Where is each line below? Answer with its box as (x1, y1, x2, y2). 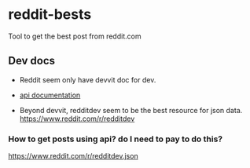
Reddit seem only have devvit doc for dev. (19, 75, 156, 84)
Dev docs (8, 54, 56, 68)
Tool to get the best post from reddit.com (8, 31, 142, 41)
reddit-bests (8, 5, 92, 24)
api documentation (19, 90, 81, 100)
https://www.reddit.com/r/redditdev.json (8, 152, 139, 161)
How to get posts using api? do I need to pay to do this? (8, 133, 222, 144)
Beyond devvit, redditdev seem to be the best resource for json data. (19, 105, 243, 115)
